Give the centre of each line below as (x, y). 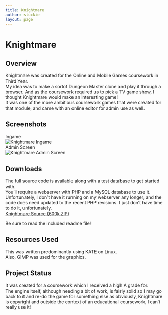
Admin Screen (20, 147)
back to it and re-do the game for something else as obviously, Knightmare (84, 296)
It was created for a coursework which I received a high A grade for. (77, 285)
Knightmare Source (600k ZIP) (38, 214)
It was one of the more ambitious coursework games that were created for (83, 103)
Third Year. (17, 81)
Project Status (29, 273)
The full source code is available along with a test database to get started (82, 181)
